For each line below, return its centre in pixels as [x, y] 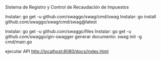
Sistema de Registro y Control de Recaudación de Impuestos [67, 7]
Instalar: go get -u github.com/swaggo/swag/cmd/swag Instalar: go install [81, 16]
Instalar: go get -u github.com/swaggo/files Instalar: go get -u [68, 31]
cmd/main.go [19, 42]
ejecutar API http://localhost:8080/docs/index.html [57, 51]
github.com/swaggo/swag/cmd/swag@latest [51, 22]
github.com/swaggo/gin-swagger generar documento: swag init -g [74, 37]
